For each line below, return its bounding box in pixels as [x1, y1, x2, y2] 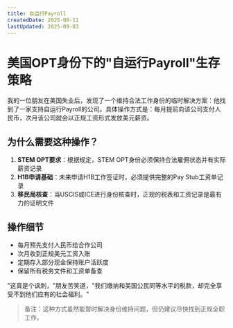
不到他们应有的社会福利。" [12, 290, 89, 298]
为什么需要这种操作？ [7, 136, 98, 147]
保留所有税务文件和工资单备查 [17, 266, 103, 275]
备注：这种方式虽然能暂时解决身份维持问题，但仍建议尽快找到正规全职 [24, 304, 225, 313]
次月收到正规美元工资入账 [17, 249, 91, 257]
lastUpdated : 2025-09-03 [7, 23, 79, 30]
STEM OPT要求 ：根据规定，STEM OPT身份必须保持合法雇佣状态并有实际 [17, 156, 226, 164]
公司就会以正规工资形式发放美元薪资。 [43, 113, 153, 122]
